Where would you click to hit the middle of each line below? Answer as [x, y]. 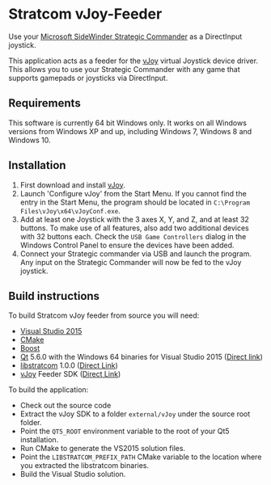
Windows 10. [30, 140]
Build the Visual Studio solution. [73, 474]
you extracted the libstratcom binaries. [85, 466]
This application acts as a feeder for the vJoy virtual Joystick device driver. [133, 61]
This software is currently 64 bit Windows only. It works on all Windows [127, 123]
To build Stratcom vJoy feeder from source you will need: [104, 315]
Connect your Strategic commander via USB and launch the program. [136, 253]
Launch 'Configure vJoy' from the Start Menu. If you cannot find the [133, 193]
